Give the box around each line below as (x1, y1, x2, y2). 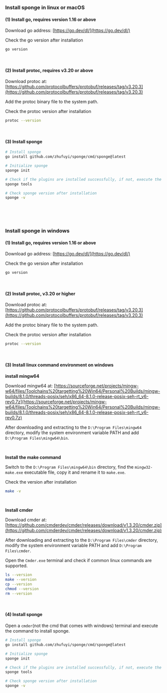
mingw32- (134, 465, 153, 470)
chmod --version (5, 587, 39, 592)
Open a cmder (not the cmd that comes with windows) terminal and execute (5, 623, 159, 629)
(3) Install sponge (5, 138, 42, 144)
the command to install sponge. (5, 628, 70, 634)
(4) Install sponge (5, 612, 43, 618)
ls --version (5, 573, 32, 578)
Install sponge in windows (5, 227, 70, 234)
